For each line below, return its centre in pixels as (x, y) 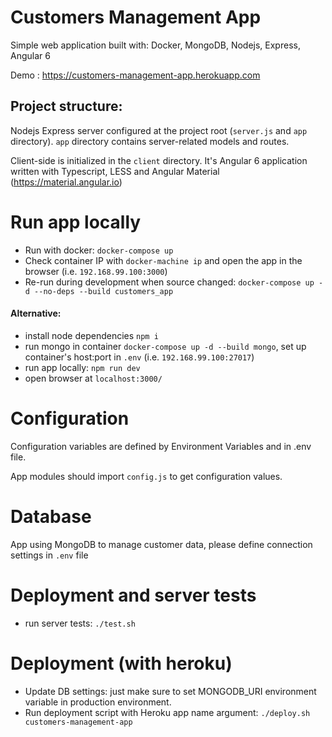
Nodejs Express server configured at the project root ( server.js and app (159, 130)
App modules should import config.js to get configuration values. (146, 476)
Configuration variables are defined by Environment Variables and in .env (161, 446)
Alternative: (36, 313)
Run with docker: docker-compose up (99, 250)
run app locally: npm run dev (82, 367)
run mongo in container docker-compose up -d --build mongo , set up (165, 346)
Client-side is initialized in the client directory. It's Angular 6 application (159, 160)
